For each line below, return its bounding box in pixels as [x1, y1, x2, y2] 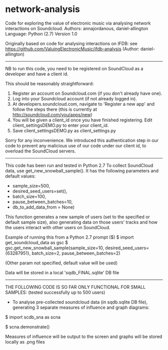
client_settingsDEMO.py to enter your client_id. [12, 122, 109, 128]
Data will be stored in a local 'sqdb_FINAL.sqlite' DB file [5, 269, 119, 275]
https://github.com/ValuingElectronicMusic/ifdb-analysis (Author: [5, 46, 139, 52]
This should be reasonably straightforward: [5, 80, 94, 86]
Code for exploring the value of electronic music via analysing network [5, 20, 151, 26]
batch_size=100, [12, 193, 46, 199]
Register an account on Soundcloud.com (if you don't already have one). [12, 90, 162, 96]
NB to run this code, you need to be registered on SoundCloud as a [5, 65, 143, 71]
